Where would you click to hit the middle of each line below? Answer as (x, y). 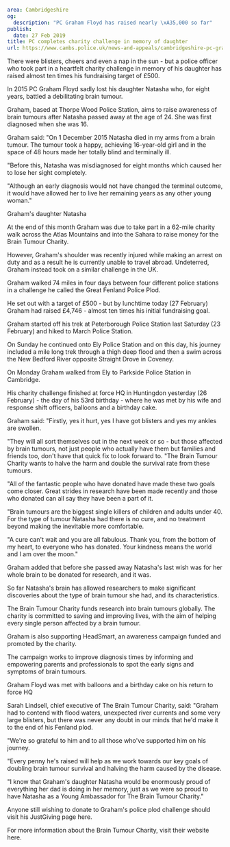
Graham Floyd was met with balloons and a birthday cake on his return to (110, 685)
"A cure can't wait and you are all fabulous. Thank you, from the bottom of (112, 540)
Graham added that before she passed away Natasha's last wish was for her (115, 568)
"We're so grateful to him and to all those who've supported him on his (107, 741)
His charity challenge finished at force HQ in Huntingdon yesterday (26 (107, 393)
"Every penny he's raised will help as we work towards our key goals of (108, 761)
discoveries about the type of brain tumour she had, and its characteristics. (113, 595)
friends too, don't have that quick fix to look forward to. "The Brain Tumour (112, 456)
